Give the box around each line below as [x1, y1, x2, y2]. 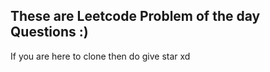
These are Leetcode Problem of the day [10, 8, 261, 25]
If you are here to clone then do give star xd [10, 50, 191, 62]
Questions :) [10, 24, 89, 41]
